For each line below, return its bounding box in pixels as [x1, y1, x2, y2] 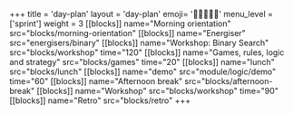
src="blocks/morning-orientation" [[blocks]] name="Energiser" [9, 28, 247, 38]
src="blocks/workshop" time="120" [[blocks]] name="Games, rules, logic [9, 47, 285, 58]
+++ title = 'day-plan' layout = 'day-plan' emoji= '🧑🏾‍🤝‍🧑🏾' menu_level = [9, 9, 274, 19]
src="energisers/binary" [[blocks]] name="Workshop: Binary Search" [9, 37, 269, 48]
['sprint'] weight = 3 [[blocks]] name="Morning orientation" [9, 18, 231, 29]
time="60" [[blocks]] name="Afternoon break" [9, 76, 183, 86]
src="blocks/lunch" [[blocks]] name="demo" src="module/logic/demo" [9, 66, 277, 77]
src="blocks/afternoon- [184, 76, 273, 86]
